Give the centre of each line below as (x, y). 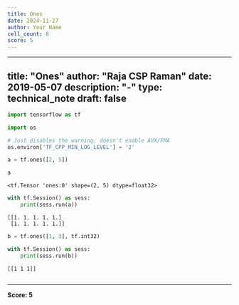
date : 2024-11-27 (33, 21)
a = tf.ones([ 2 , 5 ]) (38, 160)
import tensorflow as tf (44, 115)
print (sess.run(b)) (49, 256)
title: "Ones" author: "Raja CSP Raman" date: (110, 76)
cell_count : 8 (28, 34)
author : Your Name (34, 27)
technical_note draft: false (67, 98)
